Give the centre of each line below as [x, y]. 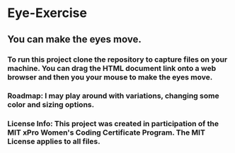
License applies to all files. [54, 142]
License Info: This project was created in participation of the [113, 124]
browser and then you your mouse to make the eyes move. [110, 77]
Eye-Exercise [47, 13]
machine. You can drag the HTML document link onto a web [112, 68]
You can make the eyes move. [74, 39]
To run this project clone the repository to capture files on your [117, 59]
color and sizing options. [51, 105]
